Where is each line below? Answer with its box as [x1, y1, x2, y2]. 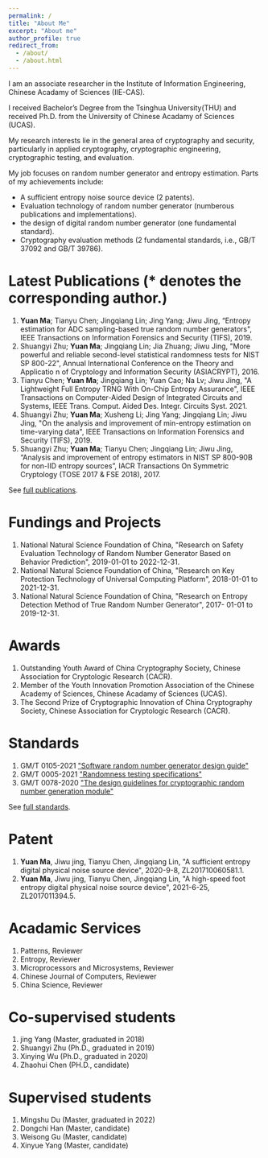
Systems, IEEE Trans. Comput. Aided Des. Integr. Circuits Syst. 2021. [19, 401, 248, 410]
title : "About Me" [8, 19, 70, 27]
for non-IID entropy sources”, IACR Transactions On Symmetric [19, 460, 229, 471]
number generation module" [19, 786, 114, 796]
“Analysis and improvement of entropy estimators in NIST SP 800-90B [19, 452, 254, 462]
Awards [8, 637, 61, 654]
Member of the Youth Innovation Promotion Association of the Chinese [19, 680, 255, 690]
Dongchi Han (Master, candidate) [19, 1123, 130, 1133]
